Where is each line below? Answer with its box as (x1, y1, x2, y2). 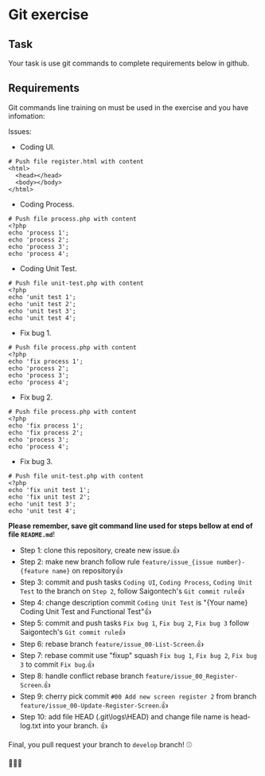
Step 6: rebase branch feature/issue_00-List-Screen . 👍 (19, 639, 205, 648)
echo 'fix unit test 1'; (8, 486, 91, 494)
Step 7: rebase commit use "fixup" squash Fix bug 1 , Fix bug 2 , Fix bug (19, 650, 257, 660)
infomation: (8, 111, 45, 120)
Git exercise (8, 6, 89, 24)
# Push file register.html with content (8, 157, 145, 165)
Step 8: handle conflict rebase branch (19, 671, 144, 680)
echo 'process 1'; (8, 229, 69, 237)
